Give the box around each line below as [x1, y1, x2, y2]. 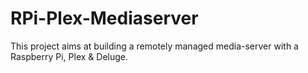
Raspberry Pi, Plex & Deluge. [10, 50, 129, 62]
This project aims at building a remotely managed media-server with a [10, 40, 299, 52]
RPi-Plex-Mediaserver [10, 7, 199, 30]
